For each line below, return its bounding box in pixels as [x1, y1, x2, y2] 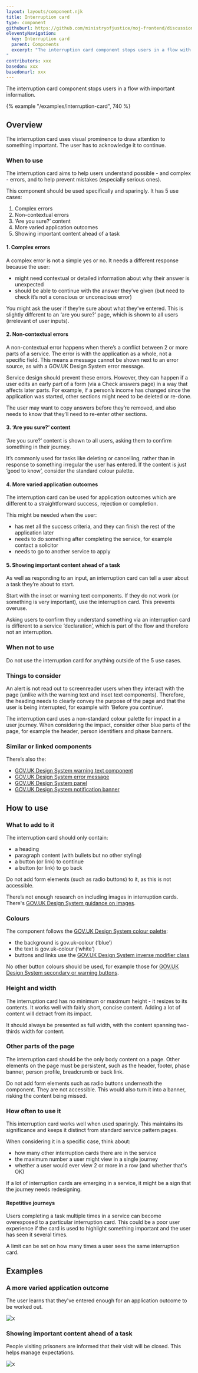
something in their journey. [6, 443, 71, 450]
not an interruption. [6, 629, 53, 636]
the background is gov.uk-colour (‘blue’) [14, 939, 113, 946]
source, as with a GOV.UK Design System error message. [6, 362, 145, 369]
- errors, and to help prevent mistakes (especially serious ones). [6, 176, 162, 183]
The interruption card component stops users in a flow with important [6, 85, 175, 92]
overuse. [6, 605, 28, 612]
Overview [6, 120, 43, 130]
